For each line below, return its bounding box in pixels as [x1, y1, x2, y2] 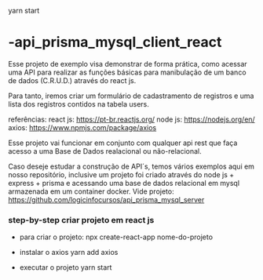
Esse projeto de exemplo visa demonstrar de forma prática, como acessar [8, 59, 247, 68]
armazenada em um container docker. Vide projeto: [8, 187, 174, 196]
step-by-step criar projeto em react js [8, 214, 155, 225]
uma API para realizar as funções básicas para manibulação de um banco [8, 67, 247, 77]
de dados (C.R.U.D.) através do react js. [8, 75, 137, 85]
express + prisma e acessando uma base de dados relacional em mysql [8, 178, 240, 187]
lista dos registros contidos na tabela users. [8, 99, 149, 108]
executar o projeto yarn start [19, 263, 112, 272]
